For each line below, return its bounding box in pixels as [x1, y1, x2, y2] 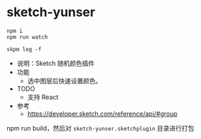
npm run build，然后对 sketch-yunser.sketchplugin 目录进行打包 [6, 124, 195, 132]
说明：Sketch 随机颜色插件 [16, 59, 95, 67]
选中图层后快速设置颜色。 [27, 77, 102, 85]
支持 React [27, 93, 59, 101]
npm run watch [6, 33, 49, 41]
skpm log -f [6, 46, 42, 53]
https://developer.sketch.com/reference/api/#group [27, 110, 178, 118]
